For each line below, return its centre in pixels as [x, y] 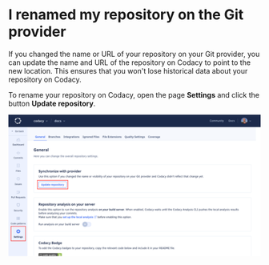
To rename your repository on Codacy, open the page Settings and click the [134, 94]
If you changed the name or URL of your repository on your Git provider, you [134, 54]
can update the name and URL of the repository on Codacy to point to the [129, 62]
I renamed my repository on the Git [126, 15]
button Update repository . [52, 103]
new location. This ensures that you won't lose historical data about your [128, 70]
